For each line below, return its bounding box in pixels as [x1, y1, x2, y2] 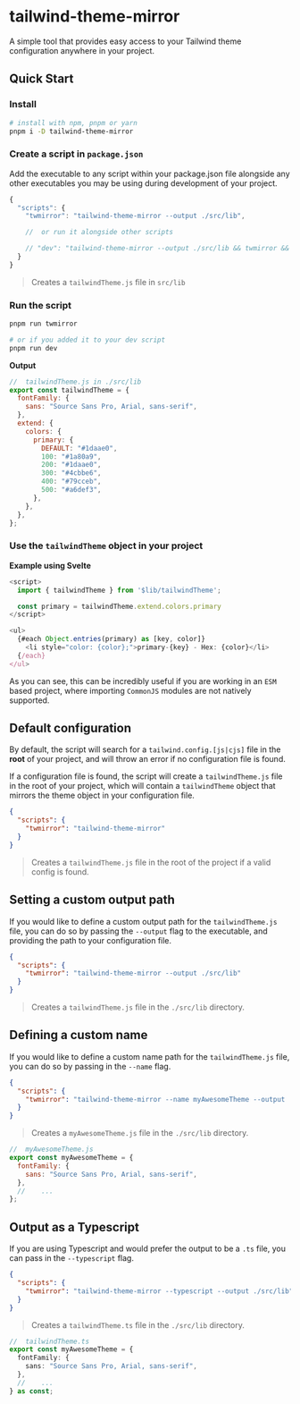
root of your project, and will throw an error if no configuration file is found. [9, 754, 286, 765]
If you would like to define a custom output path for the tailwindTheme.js [9, 916, 278, 926]
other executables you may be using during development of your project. [9, 177, 279, 189]
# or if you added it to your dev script [9, 335, 166, 344]
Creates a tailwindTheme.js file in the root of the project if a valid [30, 857, 271, 867]
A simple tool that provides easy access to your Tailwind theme [9, 36, 242, 47]
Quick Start [9, 72, 74, 87]
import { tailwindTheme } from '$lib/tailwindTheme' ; [17, 586, 221, 595]
